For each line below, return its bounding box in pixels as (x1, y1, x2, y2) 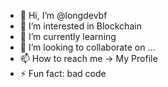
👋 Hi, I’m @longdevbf (19, 10, 108, 21)
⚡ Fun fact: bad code (19, 68, 107, 79)
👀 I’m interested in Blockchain (19, 20, 142, 32)
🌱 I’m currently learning (19, 31, 117, 42)
